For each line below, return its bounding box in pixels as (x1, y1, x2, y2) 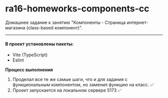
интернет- (126, 19, 148, 25)
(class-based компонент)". (26, 24, 82, 30)
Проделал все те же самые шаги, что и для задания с (12, 77, 127, 83)
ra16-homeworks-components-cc (5, 3, 149, 14)
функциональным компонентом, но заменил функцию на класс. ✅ (12, 82, 154, 88)
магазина (5, 24, 25, 30)
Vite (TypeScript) (12, 52, 48, 58)
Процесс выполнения (5, 67, 53, 73)
